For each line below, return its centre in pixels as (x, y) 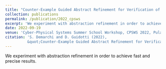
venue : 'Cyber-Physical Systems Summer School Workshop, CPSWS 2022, (78, 33)
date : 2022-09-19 (23, 28)
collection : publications (32, 14)
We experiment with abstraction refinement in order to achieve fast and (78, 56)
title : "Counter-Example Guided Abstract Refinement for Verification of (83, 10)
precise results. (21, 61)
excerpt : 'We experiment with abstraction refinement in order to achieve (84, 23)
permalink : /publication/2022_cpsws (43, 19)
